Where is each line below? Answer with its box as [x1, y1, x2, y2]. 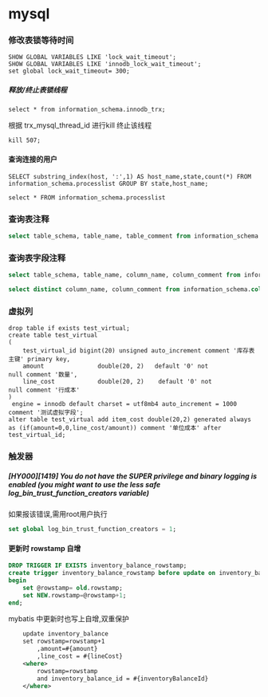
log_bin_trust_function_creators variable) [8, 488, 150, 498]
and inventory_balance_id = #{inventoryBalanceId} [37, 675, 209, 683]
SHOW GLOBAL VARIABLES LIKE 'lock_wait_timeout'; [8, 53, 177, 61]
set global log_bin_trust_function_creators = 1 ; [8, 526, 177, 534]
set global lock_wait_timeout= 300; [8, 67, 130, 76]
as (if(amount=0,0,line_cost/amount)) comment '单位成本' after [8, 424, 222, 432]
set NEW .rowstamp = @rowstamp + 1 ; [22, 591, 127, 599]
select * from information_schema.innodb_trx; [8, 105, 166, 114]
